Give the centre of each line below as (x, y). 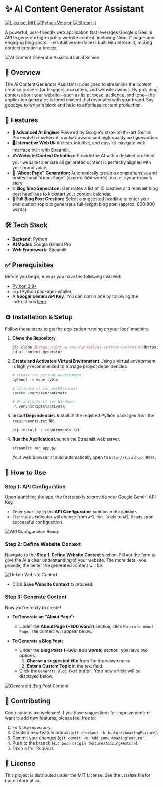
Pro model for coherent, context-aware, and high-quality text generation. (85, 137)
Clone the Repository (34, 338)
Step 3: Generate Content (36, 597)
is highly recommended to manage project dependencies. (70, 366)
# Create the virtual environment (47, 375)
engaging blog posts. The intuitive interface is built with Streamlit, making (79, 42)
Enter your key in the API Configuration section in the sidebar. (74, 512)
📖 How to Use (26, 473)
